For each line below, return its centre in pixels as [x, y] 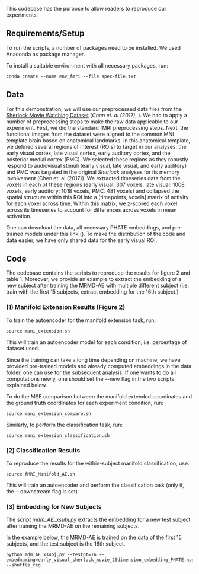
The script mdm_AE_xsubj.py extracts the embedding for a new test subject [98, 520]
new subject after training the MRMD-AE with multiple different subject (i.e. [98, 286]
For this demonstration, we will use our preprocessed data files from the [94, 109]
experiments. [22, 15]
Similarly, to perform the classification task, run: [65, 425]
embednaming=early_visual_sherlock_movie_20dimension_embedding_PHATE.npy [100, 560]
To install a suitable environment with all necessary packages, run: [87, 65]
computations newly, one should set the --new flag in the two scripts [90, 378]
